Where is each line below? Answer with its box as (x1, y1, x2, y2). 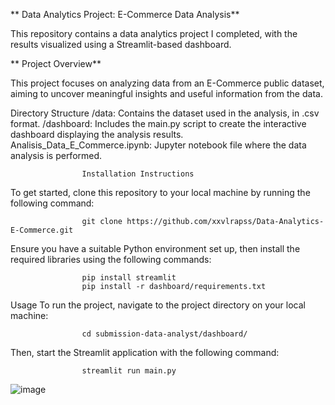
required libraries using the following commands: (10, 254, 212, 265)
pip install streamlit (81, 273, 177, 283)
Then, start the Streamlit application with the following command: (10, 347, 280, 358)
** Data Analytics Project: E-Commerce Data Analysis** (10, 9, 240, 20)
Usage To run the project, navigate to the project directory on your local (10, 299, 306, 311)
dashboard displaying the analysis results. (10, 129, 184, 140)
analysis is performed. (10, 150, 103, 161)
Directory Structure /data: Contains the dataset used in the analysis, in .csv (10, 107, 320, 119)
